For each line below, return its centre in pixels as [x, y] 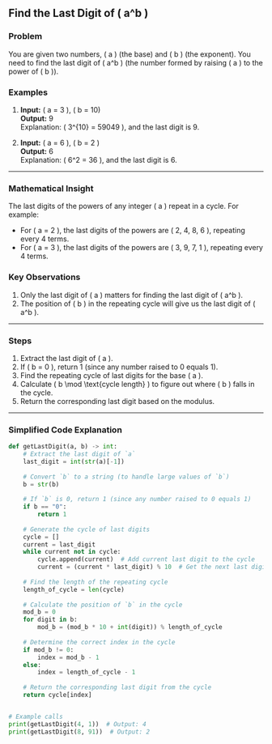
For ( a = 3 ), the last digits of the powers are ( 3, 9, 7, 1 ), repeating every [141, 248]
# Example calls [36, 716]
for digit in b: [51, 620]
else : [32, 665]
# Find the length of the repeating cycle [96, 582]
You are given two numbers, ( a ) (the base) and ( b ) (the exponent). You [130, 54]
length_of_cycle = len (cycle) [74, 589]
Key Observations [45, 277]
